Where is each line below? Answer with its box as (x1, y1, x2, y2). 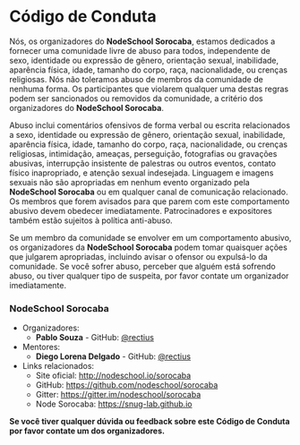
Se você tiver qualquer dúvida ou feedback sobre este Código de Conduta (9, 416, 290, 427)
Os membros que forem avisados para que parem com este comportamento (9, 195, 290, 207)
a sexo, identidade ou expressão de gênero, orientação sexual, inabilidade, (9, 129, 286, 140)
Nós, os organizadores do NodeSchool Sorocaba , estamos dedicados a (9, 36, 276, 47)
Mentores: (21, 342, 61, 353)
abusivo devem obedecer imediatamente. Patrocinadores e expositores (9, 205, 273, 216)
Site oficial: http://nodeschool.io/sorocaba (35, 370, 192, 381)
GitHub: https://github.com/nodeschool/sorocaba (35, 380, 219, 390)
